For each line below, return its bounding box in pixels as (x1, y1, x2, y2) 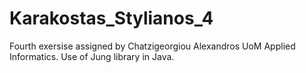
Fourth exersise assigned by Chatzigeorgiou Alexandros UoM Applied (9, 40, 296, 52)
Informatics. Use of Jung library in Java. (9, 50, 175, 62)
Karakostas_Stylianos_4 (9, 7, 214, 30)
